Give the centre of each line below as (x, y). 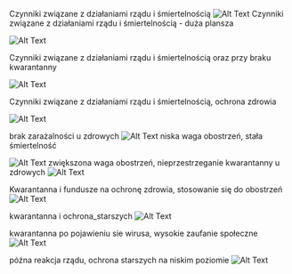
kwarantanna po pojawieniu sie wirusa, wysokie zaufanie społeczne (134, 233)
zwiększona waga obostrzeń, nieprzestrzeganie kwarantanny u (164, 163)
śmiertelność (33, 145)
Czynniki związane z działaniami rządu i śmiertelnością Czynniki (146, 14)
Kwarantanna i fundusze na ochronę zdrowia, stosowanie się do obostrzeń (146, 189)
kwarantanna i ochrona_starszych (71, 216)
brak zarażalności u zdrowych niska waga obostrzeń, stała (136, 136)
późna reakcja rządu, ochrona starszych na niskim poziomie (119, 260)
